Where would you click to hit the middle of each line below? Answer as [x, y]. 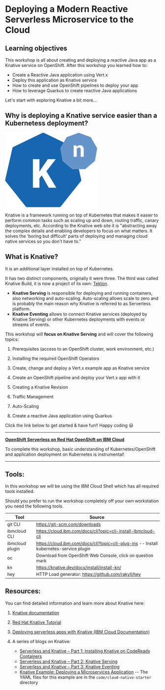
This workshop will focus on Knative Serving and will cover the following [79, 334]
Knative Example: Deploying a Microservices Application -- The [84, 672]
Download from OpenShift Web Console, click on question [95, 555]
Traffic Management [33, 397]
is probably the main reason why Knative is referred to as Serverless [81, 303]
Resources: [23, 591]
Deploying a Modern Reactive [67, 9]
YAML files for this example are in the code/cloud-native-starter [85, 677]
